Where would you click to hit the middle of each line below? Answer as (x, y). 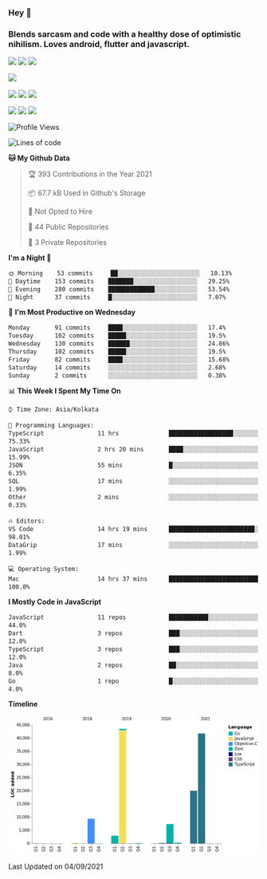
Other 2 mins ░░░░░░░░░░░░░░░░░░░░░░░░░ (133, 498)
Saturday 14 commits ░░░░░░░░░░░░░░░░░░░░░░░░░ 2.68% (117, 368)
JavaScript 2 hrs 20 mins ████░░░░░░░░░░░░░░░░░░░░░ (133, 450)
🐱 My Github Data (39, 158)
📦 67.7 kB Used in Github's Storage (86, 193)
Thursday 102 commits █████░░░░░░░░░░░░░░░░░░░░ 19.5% (117, 352)
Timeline (23, 704)
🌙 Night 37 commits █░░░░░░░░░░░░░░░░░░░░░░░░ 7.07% (117, 298)
